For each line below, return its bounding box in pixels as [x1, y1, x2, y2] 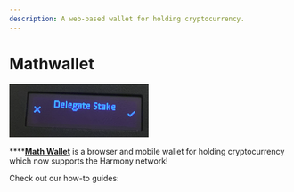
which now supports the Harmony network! [9, 156, 168, 166]
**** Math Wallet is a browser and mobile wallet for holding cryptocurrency [9, 146, 285, 156]
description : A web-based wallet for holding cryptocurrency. [9, 14, 245, 23]
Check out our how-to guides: [9, 172, 119, 183]
